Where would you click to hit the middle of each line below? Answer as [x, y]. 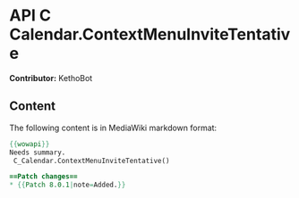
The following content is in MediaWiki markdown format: [113, 128]
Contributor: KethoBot [51, 78]
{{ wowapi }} [30, 144]
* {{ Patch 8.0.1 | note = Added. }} [68, 185]
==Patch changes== [43, 177]
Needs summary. [38, 153]
